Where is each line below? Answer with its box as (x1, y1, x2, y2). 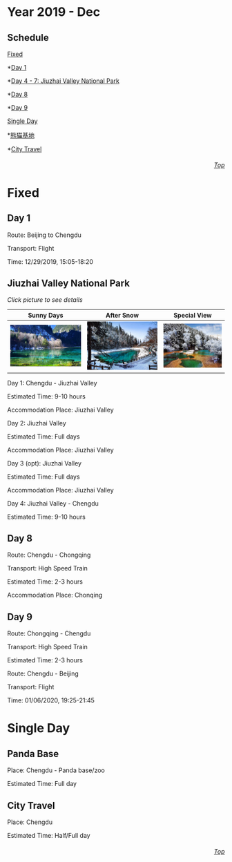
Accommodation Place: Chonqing (7, 591, 103, 600)
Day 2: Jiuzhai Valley (7, 419, 67, 427)
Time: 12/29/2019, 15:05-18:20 (7, 257, 94, 266)
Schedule (7, 32, 50, 44)
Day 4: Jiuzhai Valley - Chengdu (7, 499, 99, 508)
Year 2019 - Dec (7, 4, 101, 20)
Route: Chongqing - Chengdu (7, 629, 91, 638)
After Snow (106, 311, 139, 319)
